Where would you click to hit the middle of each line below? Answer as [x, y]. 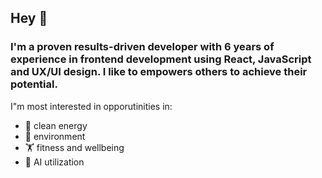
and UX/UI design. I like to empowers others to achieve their [159, 72]
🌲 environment [55, 136]
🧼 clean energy [56, 125]
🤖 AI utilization [54, 162]
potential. [34, 84]
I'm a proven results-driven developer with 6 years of [142, 47]
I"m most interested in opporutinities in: [91, 106]
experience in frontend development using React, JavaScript [161, 59]
